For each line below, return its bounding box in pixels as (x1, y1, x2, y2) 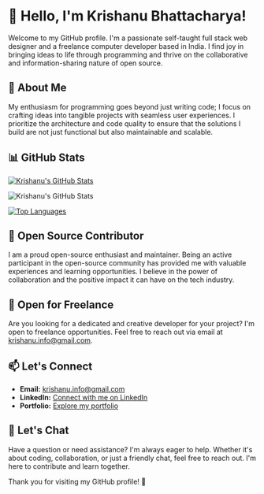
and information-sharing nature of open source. (8, 58, 163, 68)
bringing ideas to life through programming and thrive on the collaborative (8, 50, 248, 59)
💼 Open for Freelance (8, 298, 114, 311)
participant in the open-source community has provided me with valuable (8, 258, 247, 268)
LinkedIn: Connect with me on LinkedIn (19, 393, 148, 402)
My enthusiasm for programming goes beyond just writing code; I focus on (8, 102, 251, 111)
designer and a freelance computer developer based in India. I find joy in (8, 41, 244, 50)
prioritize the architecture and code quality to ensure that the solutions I (8, 118, 241, 128)
